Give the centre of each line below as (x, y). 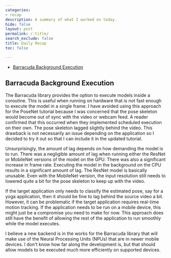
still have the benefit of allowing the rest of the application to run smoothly (83, 218)
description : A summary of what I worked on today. (61, 19)
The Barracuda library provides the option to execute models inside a (78, 96)
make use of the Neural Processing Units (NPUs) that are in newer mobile (82, 239)
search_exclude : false (29, 39)
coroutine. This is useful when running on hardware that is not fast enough (83, 101)
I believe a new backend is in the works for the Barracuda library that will (81, 233)
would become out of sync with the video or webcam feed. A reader (77, 117)
